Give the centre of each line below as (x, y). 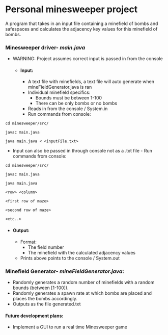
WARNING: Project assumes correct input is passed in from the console (88, 59)
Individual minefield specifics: (59, 92)
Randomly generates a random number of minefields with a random (83, 282)
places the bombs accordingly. (45, 298)
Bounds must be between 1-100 (69, 98)
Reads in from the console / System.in (68, 109)
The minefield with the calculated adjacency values (82, 252)
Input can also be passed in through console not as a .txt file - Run (82, 151)
